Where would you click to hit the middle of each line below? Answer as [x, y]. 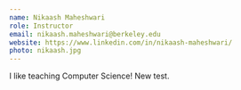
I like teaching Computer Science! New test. [89, 76]
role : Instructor [41, 26]
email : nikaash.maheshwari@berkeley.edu [85, 34]
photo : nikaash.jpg [45, 51]
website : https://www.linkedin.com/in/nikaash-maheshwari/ [121, 42]
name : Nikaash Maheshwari [57, 17]
